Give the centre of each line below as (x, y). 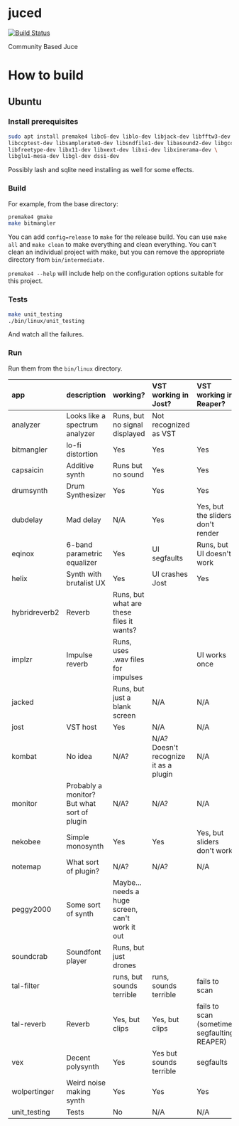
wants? (125, 630)
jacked (23, 702)
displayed (129, 433)
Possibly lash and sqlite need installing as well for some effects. (101, 170)
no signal (128, 425)
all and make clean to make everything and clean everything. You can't (112, 245)
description (86, 395)
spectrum (82, 425)
